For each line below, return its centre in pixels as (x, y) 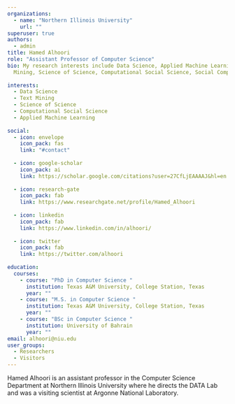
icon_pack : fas (42, 144)
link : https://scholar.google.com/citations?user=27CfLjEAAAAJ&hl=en (123, 176)
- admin (25, 46)
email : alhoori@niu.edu (42, 339)
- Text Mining (34, 99)
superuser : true (31, 33)
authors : (20, 40)
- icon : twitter (37, 241)
